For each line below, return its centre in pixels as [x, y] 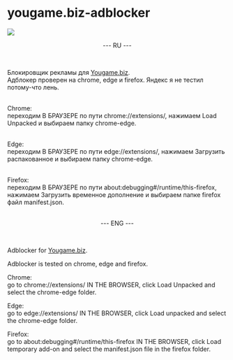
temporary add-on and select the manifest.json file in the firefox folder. [109, 349]
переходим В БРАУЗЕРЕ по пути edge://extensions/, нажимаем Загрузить [116, 151]
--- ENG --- [117, 223]
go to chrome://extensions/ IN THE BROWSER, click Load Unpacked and [111, 285]
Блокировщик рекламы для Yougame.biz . [69, 72]
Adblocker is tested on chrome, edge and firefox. [78, 264]
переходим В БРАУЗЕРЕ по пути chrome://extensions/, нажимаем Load [112, 115]
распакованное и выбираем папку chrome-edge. [80, 159]
